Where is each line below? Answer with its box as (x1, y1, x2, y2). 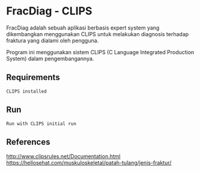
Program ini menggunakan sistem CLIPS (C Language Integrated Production (6, 48, 195, 55)
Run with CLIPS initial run (6, 120, 77, 127)
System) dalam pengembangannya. (6, 55, 94, 62)
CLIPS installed (6, 88, 47, 94)
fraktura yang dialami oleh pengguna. (6, 37, 99, 44)
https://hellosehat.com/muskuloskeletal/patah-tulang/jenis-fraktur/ (6, 159, 172, 167)
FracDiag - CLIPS (6, 4, 92, 18)
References (6, 137, 50, 147)
